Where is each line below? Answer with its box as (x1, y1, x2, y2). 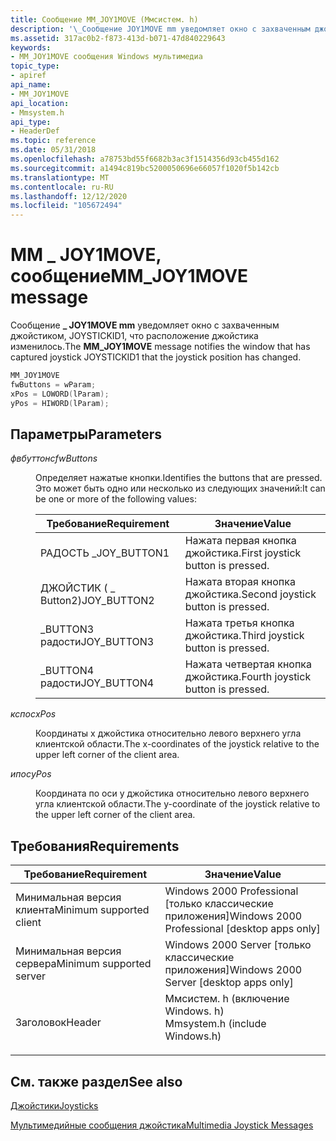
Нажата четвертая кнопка (184, 657, 313, 671)
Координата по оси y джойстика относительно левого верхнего (35, 787, 310, 800)
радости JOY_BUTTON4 (40, 676, 155, 690)
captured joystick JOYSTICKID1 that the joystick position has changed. (10, 351, 302, 363)
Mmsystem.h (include (164, 1017, 267, 1031)
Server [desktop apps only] (164, 976, 294, 990)
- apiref (10, 71, 47, 81)
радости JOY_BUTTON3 (40, 635, 155, 649)
